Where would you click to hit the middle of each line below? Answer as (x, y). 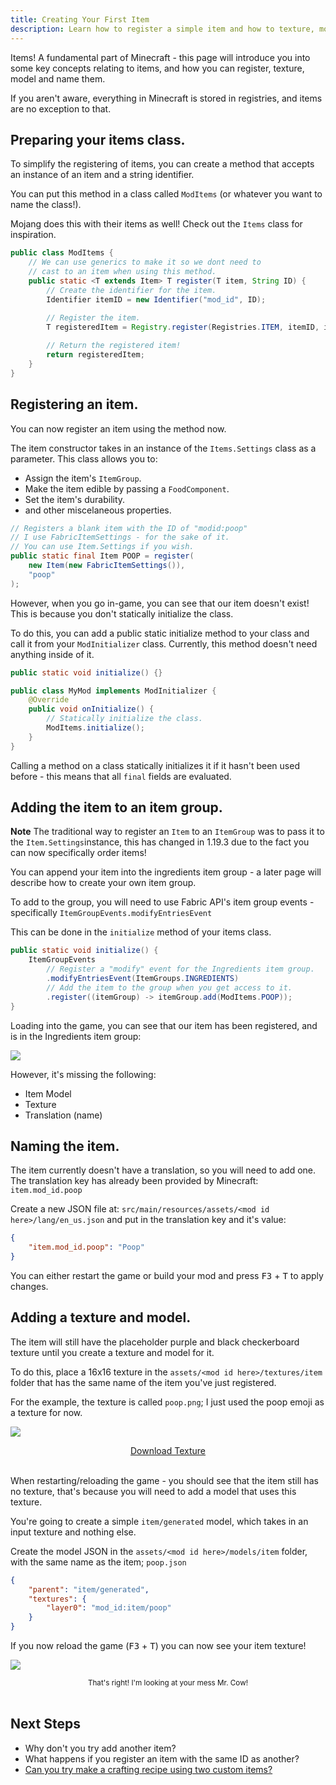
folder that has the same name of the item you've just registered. (143, 1382)
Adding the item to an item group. (116, 807)
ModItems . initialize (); (95, 728)
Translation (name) (63, 1115)
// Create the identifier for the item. (131, 290)
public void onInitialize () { (91, 709)
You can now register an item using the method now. (118, 428)
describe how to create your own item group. (103, 883)
